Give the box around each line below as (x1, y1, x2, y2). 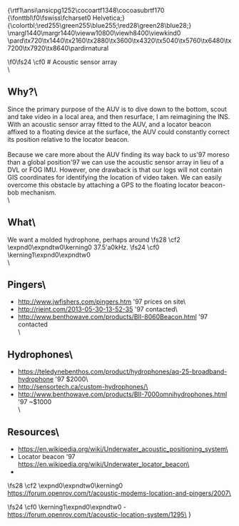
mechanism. (20, 188, 57, 197)
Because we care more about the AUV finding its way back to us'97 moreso (7, 150, 230, 159)
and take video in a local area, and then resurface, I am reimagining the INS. (7, 112, 230, 120)
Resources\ (7, 426, 59, 438)
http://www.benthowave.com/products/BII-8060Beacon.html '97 (17, 313, 208, 321)
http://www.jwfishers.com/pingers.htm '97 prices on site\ (17, 297, 186, 306)
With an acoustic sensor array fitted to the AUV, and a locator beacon (7, 120, 212, 128)
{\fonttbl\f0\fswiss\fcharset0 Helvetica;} (7, 14, 125, 22)
